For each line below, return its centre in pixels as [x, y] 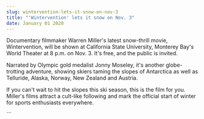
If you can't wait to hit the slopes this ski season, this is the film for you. [96, 90]
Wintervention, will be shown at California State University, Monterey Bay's [100, 47]
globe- [174, 65]
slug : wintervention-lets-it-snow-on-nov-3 [62, 12]
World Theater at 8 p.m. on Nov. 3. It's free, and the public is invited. [92, 53]
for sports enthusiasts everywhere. [50, 103]
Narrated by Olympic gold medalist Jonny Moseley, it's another [85, 65]
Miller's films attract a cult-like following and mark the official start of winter [101, 96]
